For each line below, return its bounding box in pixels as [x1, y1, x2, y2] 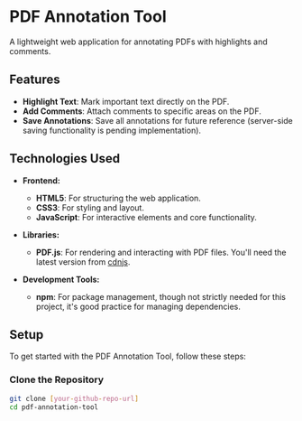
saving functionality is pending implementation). [22, 125, 201, 136]
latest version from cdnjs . [35, 256, 131, 267]
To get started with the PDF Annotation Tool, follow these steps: [9, 351, 246, 362]
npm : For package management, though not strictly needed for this [35, 291, 287, 302]
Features [9, 72, 60, 88]
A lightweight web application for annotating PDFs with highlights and [9, 36, 268, 47]
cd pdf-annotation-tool [9, 402, 99, 412]
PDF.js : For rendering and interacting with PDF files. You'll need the [35, 247, 287, 257]
